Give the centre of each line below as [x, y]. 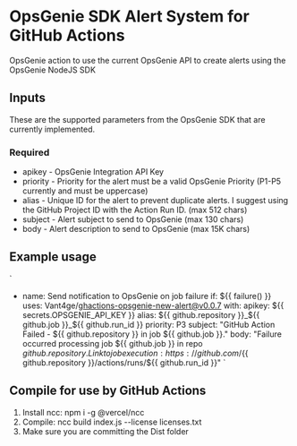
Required [30, 152]
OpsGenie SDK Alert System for [130, 17]
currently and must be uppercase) [85, 191]
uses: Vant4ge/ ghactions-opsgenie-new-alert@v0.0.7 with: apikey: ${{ [153, 305]
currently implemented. [52, 129]
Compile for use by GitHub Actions [108, 391]
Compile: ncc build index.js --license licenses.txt [112, 422]
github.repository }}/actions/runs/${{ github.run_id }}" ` [124, 362]
